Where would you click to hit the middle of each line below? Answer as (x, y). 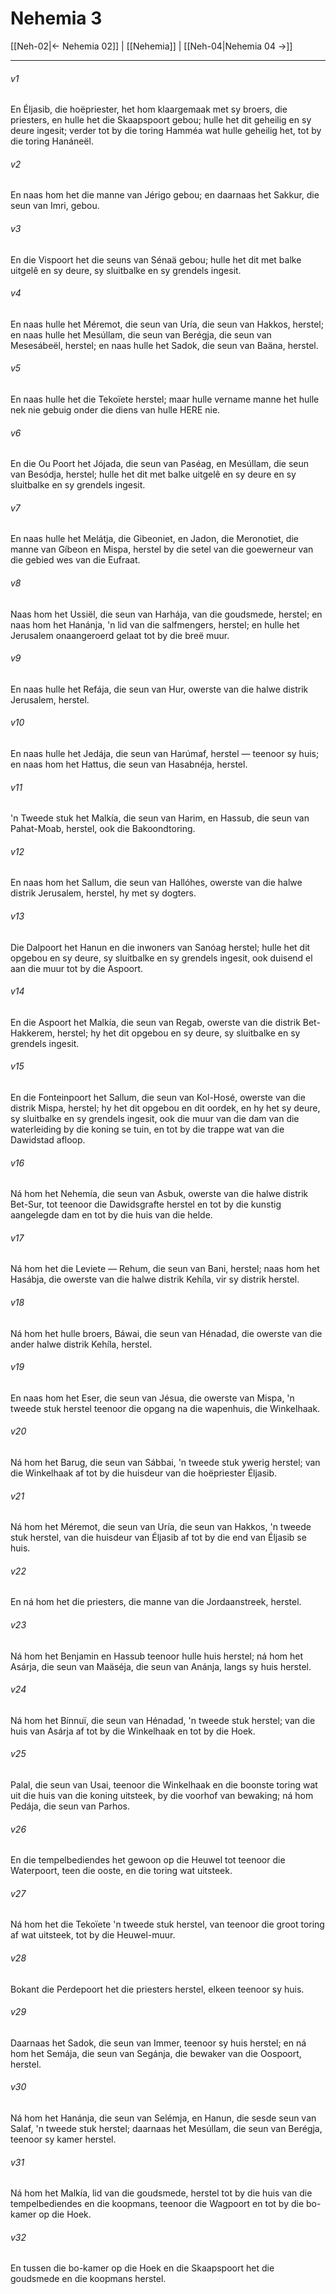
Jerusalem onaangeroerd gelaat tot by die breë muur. (120, 635)
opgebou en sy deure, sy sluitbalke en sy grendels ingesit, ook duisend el (161, 958)
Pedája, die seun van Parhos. (70, 1806)
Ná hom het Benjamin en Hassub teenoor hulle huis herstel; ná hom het (157, 1656)
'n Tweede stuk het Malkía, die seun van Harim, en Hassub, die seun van (160, 818)
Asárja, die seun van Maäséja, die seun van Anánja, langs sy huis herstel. (161, 1666)
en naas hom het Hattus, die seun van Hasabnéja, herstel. (129, 764)
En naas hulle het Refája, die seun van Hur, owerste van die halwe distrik (159, 689)
